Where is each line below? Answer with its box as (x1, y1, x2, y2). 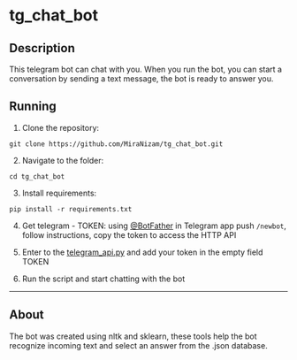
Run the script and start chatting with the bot (21, 273, 186, 284)
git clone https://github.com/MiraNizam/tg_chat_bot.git (9, 139, 224, 149)
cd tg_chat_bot (9, 172, 65, 181)
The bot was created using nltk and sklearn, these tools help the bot (9, 331, 258, 341)
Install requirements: (21, 188, 97, 198)
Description (9, 41, 75, 56)
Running (9, 99, 57, 114)
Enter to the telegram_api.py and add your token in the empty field (21, 247, 263, 257)
